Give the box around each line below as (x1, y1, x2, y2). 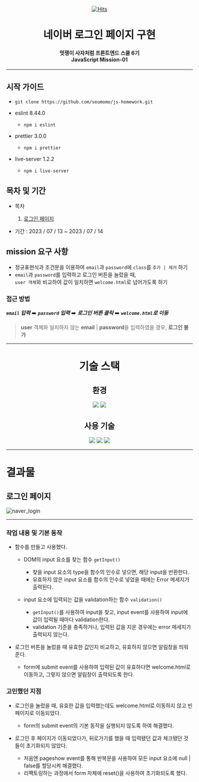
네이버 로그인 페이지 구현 (43, 28, 156, 42)
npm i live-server (23, 168, 69, 174)
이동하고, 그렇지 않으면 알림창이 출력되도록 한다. (23, 671, 134, 678)
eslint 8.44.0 (14, 110, 46, 117)
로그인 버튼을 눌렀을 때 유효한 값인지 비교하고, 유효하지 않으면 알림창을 (14, 644, 178, 651)
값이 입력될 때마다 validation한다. (32, 616, 110, 623)
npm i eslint (23, 122, 56, 128)
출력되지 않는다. (32, 631, 69, 638)
